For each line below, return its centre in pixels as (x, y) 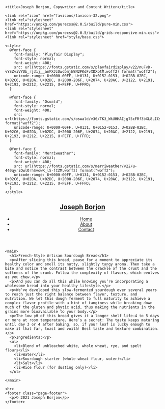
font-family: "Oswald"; (38, 102)
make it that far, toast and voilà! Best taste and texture (68, 329)
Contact (86, 229)
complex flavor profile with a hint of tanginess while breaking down (79, 303)
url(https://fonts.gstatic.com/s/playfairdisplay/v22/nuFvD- (89, 67)
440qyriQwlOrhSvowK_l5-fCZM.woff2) (41, 171)
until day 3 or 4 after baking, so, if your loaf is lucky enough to (78, 324)
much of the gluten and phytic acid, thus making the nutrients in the (80, 307)
